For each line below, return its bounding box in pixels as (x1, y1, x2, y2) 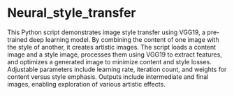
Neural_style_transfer (7, 5, 136, 21)
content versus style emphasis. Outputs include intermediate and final (7, 72, 209, 81)
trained (7, 35, 28, 43)
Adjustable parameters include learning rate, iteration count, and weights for (7, 65, 227, 73)
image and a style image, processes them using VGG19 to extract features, (7, 50, 222, 59)
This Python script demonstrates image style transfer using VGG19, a (7, 28, 206, 36)
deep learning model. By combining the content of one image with (29, 35, 219, 43)
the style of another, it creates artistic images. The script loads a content (7, 43, 217, 51)
